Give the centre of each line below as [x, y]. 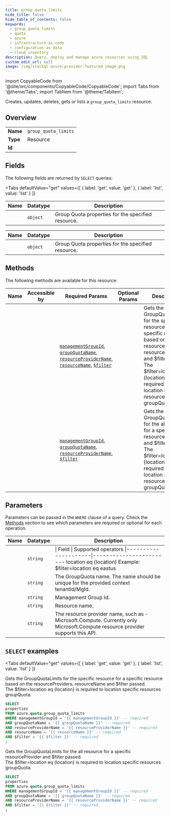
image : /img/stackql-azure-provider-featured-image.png [65, 66]
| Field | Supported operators [89, 550]
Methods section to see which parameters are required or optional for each [83, 523]
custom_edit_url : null [29, 62]
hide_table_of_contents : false [38, 19]
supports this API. [76, 633]
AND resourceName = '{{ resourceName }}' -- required [63, 732]
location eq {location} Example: [103, 562]
